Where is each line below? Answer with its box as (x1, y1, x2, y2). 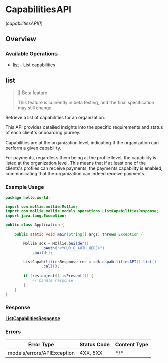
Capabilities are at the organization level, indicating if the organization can (5, 140, 159, 146)
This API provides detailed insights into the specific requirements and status (5, 124, 163, 130)
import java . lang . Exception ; (5, 213, 67, 218)
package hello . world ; (5, 195, 51, 200)
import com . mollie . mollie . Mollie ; (5, 204, 78, 209)
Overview (5, 35, 37, 43)
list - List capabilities (12, 62, 55, 68)
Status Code (79, 341, 110, 348)
